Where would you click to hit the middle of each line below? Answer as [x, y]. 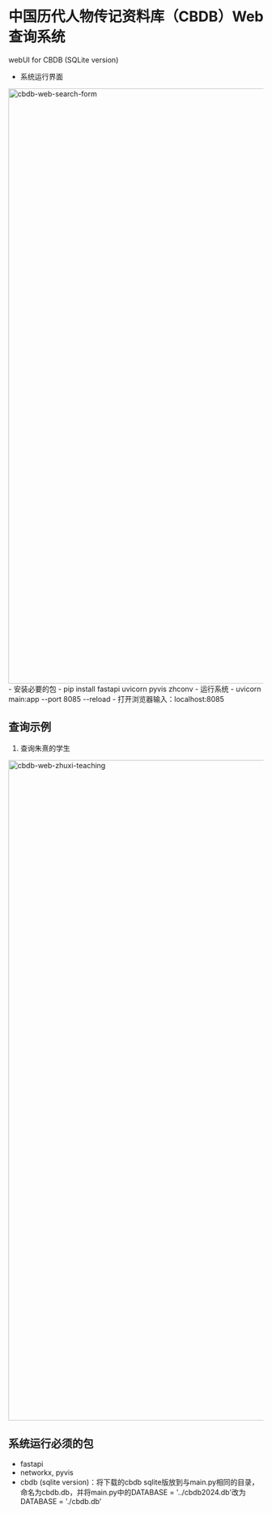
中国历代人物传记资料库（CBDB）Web [136, 17]
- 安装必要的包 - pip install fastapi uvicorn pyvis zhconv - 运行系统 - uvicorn [135, 689]
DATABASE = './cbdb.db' [61, 1501]
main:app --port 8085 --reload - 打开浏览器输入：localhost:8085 [117, 699]
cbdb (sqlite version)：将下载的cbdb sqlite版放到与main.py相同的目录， [139, 1482]
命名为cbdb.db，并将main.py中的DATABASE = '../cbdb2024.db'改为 [133, 1492]
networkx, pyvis [47, 1472]
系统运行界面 [41, 76]
